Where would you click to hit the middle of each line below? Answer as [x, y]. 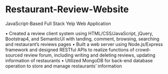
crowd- [143, 50]
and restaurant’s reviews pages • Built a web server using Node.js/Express [84, 44]
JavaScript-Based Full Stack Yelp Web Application [58, 23]
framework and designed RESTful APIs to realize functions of [70, 50]
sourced [14, 55]
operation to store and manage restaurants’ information [64, 66]
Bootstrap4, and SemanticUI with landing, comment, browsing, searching [82, 39]
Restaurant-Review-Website [67, 9]
